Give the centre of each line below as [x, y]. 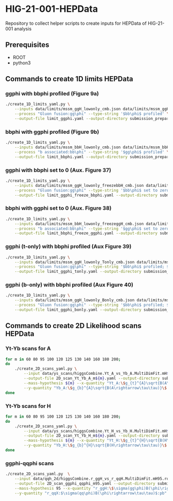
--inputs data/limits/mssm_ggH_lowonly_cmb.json [68, 109]
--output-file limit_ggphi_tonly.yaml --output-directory [78, 272]
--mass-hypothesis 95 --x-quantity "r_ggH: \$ [64, 488]
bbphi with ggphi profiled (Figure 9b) [52, 132]
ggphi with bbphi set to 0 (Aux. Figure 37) [58, 170]
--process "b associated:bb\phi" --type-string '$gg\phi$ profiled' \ [92, 152]
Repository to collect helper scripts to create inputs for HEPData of [76, 23]
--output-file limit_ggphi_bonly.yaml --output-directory [78, 310]
